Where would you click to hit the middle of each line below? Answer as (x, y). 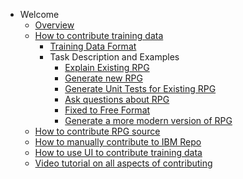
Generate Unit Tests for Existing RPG (140, 88)
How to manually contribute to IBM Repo (118, 142)
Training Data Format (93, 46)
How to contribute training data (99, 35)
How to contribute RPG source (97, 131)
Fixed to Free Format (107, 110)
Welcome (39, 14)
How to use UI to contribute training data (118, 152)
